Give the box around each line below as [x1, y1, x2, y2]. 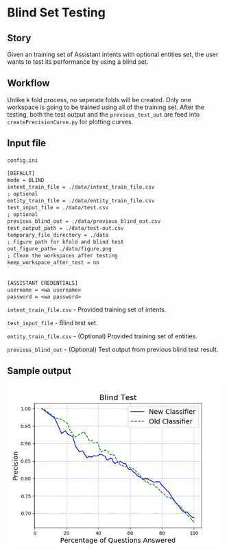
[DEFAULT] [7, 169, 36, 176]
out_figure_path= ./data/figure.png [7, 245, 112, 252]
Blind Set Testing [7, 5, 106, 21]
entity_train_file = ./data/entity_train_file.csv [7, 197, 155, 204]
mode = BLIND [7, 176, 45, 183]
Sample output [7, 365, 72, 377]
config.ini [7, 156, 38, 164]
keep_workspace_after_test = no [7, 259, 99, 266]
